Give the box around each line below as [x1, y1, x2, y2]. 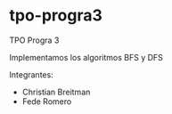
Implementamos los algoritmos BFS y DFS [9, 52, 163, 62]
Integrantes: [9, 69, 53, 80]
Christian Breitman [21, 86, 91, 97]
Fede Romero [21, 95, 72, 107]
